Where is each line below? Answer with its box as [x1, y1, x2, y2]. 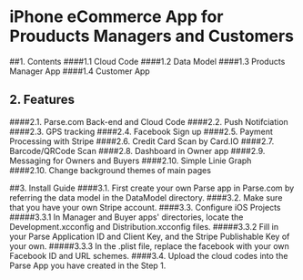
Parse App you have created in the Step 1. [9, 260, 167, 271]
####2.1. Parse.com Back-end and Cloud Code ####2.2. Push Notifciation [9, 116, 288, 127]
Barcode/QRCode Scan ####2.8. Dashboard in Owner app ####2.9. [9, 145, 266, 156]
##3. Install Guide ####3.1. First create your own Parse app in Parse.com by [9, 182, 295, 193]
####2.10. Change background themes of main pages [9, 164, 212, 175]
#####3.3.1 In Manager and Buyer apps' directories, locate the [9, 212, 244, 223]
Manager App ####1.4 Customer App [9, 66, 150, 77]
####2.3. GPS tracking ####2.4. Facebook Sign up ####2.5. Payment [9, 126, 273, 137]
